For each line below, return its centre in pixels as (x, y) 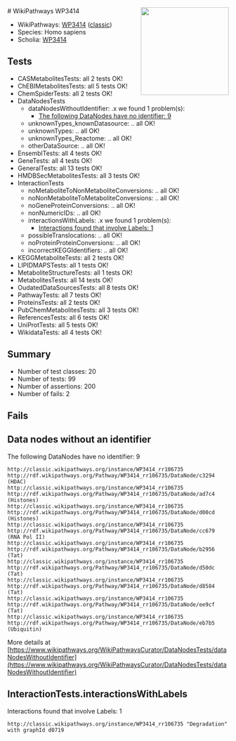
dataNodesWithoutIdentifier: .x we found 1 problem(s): (106, 108)
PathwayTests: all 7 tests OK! (59, 295)
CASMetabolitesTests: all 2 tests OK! (70, 78)
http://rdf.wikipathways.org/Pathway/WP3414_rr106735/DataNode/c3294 (111, 476)
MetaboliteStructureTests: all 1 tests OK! (75, 273)
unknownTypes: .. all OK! (64, 131)
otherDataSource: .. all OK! (66, 145)
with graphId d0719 (36, 730)
